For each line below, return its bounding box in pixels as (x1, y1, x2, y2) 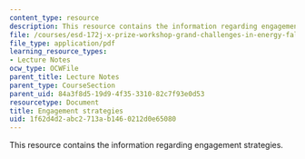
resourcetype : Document (9, 97, 100, 107)
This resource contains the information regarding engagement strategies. (9, 140, 284, 151)
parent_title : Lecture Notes (9, 73, 120, 82)
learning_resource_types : (9, 47, 107, 56)
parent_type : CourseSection (9, 81, 116, 90)
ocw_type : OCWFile (9, 65, 79, 74)
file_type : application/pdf (9, 38, 116, 48)
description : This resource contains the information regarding (9, 22, 258, 31)
